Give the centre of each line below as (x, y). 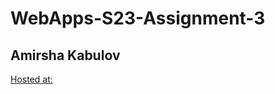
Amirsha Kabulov (65, 55)
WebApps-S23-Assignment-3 (138, 18)
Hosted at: (31, 79)
